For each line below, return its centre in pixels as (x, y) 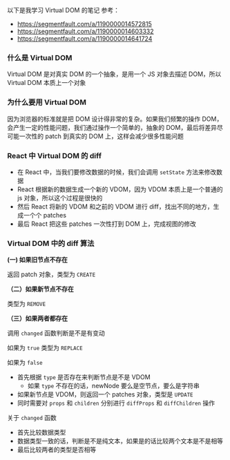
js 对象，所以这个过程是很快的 (60, 198)
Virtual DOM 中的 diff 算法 (51, 243)
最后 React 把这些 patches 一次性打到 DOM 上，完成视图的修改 (107, 224)
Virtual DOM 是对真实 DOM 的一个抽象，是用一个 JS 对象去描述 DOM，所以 (114, 74)
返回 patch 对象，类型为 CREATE (51, 274)
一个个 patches (45, 215)
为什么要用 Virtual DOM (47, 102)
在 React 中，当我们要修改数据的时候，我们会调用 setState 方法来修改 (117, 172)
